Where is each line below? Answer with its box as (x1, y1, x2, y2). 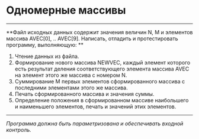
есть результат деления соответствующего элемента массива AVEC (14, 65, 190, 72)
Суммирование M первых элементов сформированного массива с (14, 77, 185, 85)
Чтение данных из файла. (14, 53, 79, 60)
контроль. (6, 126, 31, 133)
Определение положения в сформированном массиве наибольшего (14, 96, 189, 104)
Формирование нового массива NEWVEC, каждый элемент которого (14, 59, 191, 66)
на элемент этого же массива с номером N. (14, 72, 127, 79)
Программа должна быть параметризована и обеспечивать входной (6, 119, 184, 127)
